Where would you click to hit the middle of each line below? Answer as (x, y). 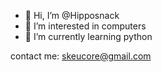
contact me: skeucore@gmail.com (81, 56)
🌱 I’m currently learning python (88, 36)
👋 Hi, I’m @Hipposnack (72, 15)
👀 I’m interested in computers (85, 26)
